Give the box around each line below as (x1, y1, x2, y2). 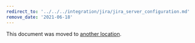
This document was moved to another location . (6, 30, 122, 37)
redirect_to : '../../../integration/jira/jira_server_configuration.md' (6, 8, 190, 15)
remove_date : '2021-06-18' (6, 14, 73, 20)
